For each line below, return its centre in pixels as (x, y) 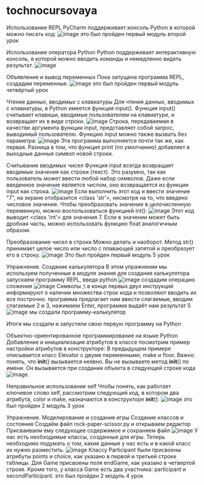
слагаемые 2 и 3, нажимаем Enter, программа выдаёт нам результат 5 (99, 305)
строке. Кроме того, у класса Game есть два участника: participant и (96, 469)
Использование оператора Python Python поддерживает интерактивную (101, 52)
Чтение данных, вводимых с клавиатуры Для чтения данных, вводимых (100, 102)
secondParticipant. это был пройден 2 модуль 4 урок (75, 475)
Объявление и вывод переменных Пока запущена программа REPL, (95, 77)
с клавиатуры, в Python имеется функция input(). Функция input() (91, 108)
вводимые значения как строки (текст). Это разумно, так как (86, 172)
